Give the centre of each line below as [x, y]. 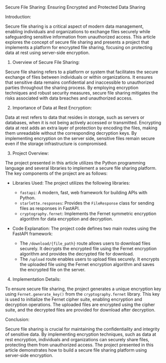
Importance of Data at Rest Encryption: [52, 108]
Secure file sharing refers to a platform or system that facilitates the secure [82, 72]
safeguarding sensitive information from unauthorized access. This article [81, 37]
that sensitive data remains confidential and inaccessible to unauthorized [80, 82]
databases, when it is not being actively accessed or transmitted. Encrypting [83, 123]
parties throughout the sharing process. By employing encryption [72, 88]
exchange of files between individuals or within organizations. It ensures [79, 77]
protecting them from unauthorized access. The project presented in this [79, 345]
